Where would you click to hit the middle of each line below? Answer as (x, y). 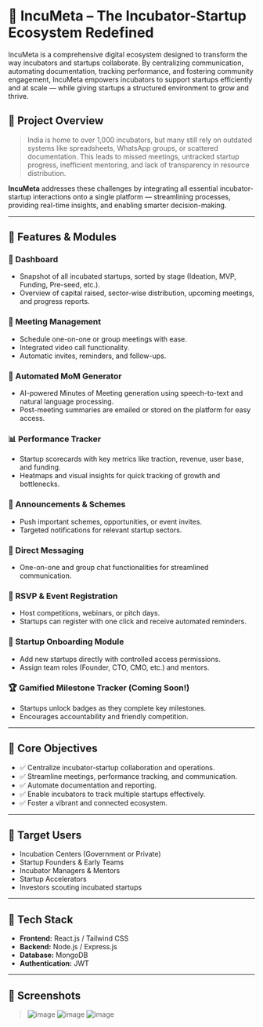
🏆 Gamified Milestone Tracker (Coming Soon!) (99, 688)
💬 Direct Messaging (46, 550)
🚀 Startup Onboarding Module (66, 641)
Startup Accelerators (53, 879)
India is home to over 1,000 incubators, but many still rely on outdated (140, 140)
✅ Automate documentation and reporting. (88, 785)
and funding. (40, 467)
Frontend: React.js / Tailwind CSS (74, 938)
